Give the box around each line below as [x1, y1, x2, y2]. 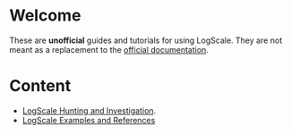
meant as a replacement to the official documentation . [9, 44, 209, 54]
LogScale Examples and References [21, 114, 156, 125]
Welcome [9, 5, 81, 26]
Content [9, 76, 72, 96]
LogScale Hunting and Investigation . [21, 105, 157, 116]
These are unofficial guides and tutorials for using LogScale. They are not [9, 35, 283, 46]
